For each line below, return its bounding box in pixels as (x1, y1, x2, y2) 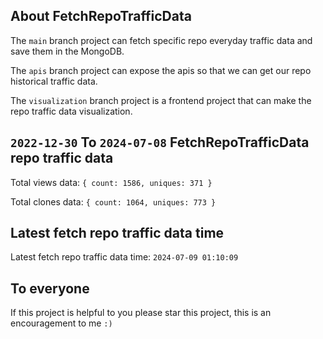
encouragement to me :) (10, 317, 113, 329)
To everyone (10, 280, 90, 297)
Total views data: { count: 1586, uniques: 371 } (10, 176, 213, 188)
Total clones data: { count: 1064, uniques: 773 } (10, 195, 217, 208)
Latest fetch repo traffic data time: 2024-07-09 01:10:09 (10, 251, 239, 263)
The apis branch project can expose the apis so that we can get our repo (10, 64, 312, 76)
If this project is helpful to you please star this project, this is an (10, 307, 272, 319)
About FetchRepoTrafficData (10, 8, 192, 25)
